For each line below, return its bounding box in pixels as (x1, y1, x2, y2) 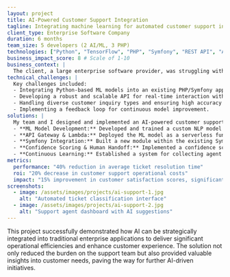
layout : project (7, 10, 53, 17)
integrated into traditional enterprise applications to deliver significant (7, 234, 203, 243)
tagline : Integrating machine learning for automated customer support (7, 23, 216, 30)
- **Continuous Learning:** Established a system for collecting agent (13, 151, 222, 158)
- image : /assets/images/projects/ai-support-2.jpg (13, 202, 164, 209)
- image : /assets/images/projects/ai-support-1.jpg (13, 189, 164, 196)
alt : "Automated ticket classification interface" (19, 195, 167, 203)
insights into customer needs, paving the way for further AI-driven (7, 256, 194, 265)
